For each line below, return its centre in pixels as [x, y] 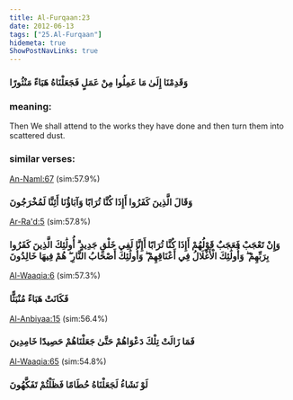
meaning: [31, 106]
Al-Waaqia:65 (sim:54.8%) [58, 361]
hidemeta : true [38, 43]
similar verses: [42, 159]
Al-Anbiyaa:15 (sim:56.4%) [59, 318]
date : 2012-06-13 [42, 26]
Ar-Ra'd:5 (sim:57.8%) [50, 221]
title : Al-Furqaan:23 [50, 18]
